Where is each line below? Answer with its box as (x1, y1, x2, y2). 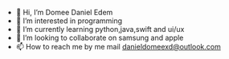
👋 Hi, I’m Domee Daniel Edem (15, 8, 113, 17)
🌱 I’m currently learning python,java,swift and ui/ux (15, 25, 185, 33)
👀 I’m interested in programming (15, 16, 123, 26)
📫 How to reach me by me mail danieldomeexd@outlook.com (15, 42, 221, 51)
